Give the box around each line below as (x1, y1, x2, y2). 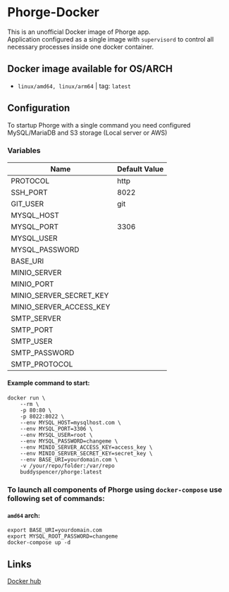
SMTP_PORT (11, 325, 54, 335)
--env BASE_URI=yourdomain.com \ (20, 456, 118, 464)
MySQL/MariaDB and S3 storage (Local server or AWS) (7, 128, 168, 137)
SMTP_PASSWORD (11, 347, 75, 357)
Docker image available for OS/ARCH (7, 63, 173, 75)
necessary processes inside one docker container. (7, 42, 154, 51)
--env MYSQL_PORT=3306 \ (20, 426, 93, 433)
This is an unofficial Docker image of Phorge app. (7, 27, 151, 36)
